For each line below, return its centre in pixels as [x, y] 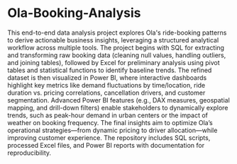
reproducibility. [29, 153]
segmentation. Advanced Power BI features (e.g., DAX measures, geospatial [119, 100]
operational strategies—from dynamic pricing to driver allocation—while [112, 130]
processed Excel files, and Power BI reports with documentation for [106, 145]
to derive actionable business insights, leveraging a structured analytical [113, 40]
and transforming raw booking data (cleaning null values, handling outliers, [117, 55]
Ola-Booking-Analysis [74, 13]
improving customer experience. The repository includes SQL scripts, [109, 137]
